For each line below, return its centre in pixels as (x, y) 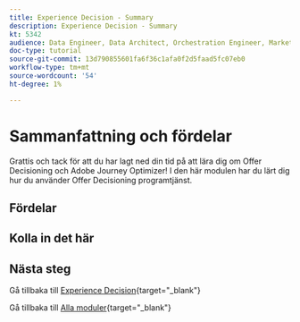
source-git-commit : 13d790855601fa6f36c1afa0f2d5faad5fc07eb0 (127, 59)
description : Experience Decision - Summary (93, 26)
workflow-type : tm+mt (50, 68)
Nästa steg (40, 269)
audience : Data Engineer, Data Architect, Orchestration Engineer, (137, 42)
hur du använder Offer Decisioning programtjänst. (101, 180)
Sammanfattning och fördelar (121, 136)
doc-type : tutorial (46, 51)
